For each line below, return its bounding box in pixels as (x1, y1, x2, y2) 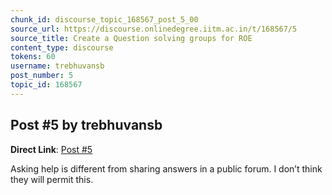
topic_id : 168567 (10, 80, 83, 90)
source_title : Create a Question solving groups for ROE (10, 33, 253, 43)
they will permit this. (10, 173, 94, 185)
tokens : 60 (10, 52, 56, 62)
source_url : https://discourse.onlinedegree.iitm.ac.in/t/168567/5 (10, 24, 298, 34)
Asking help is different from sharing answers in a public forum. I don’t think (10, 162, 323, 175)
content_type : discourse (10, 42, 114, 53)
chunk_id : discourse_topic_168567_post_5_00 (10, 14, 199, 25)
